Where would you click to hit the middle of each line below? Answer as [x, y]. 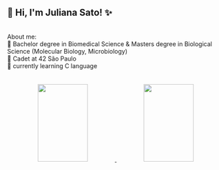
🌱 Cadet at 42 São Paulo [42, 59]
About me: [22, 36]
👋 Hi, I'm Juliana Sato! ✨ [60, 13]
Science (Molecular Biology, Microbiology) [67, 51]
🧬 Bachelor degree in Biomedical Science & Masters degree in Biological [109, 44]
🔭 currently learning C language [52, 65]
